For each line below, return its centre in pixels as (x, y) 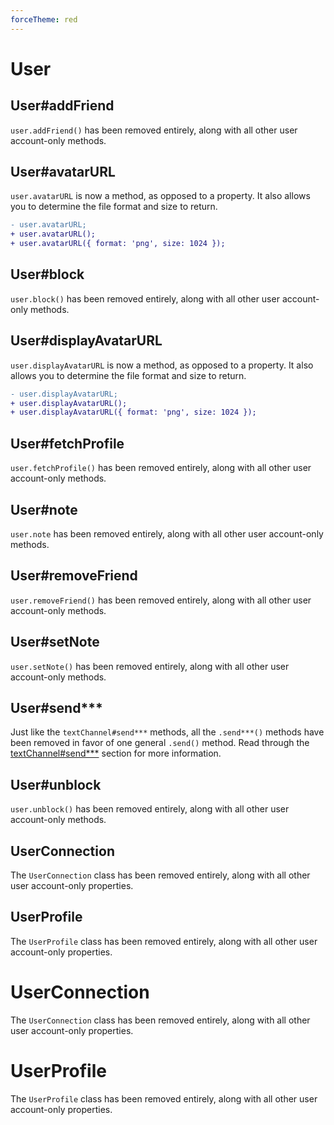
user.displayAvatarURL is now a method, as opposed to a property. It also (162, 365)
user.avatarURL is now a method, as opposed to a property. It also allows (160, 196)
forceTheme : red (44, 19)
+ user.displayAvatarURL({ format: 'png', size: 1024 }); (133, 412)
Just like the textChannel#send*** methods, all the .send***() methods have (167, 732)
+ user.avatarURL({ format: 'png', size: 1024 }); (118, 244)
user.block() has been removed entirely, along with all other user (145, 298)
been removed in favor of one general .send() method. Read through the (160, 743)
